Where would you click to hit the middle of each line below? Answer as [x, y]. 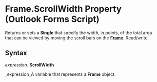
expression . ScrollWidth [30, 65]
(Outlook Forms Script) [52, 19]
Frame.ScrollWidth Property [63, 9]
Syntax [16, 53]
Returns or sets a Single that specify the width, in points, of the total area [78, 33]
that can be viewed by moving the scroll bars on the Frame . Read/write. [77, 38]
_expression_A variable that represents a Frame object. [60, 74]
